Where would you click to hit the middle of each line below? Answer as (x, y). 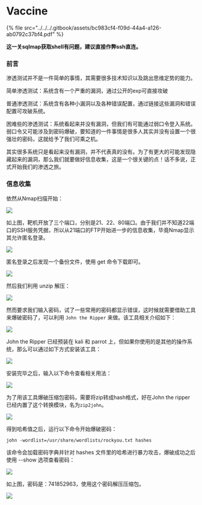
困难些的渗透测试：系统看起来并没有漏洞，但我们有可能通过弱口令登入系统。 (101, 124)
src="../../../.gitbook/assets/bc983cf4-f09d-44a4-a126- (93, 28)
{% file (14, 28)
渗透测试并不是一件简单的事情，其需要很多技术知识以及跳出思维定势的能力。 (101, 78)
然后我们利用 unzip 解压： (38, 286)
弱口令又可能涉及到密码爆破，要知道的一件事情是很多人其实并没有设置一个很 (101, 131)
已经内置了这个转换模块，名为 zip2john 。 (57, 404)
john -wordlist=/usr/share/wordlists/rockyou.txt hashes (79, 440)
